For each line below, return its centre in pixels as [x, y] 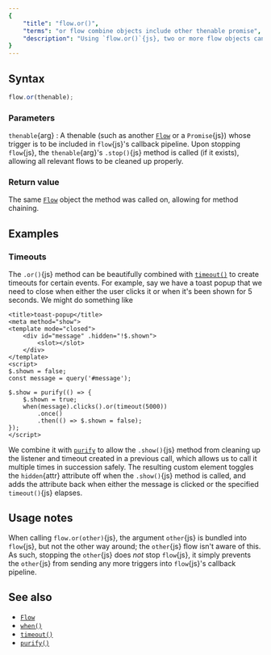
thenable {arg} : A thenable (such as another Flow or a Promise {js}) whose [130, 136]
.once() [50, 414]
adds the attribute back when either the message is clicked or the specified [134, 485]
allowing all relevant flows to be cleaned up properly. [96, 162]
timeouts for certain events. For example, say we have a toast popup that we [135, 283]
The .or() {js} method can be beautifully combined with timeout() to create [134, 275]
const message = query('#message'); [70, 379]
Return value [34, 183]
